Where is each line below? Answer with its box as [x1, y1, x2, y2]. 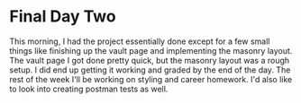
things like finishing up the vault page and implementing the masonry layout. [9, 45, 293, 56]
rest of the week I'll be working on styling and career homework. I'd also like [9, 73, 293, 84]
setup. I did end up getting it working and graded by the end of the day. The [9, 64, 291, 75]
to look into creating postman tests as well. [9, 83, 169, 94]
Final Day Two [9, 6, 116, 27]
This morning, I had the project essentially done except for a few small [9, 36, 270, 47]
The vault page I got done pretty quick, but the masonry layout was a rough [9, 55, 290, 65]
